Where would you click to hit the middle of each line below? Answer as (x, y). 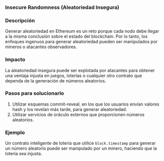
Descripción (20, 20)
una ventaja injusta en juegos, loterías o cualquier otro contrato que (74, 76)
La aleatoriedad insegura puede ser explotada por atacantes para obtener (80, 70)
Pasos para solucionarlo (34, 93)
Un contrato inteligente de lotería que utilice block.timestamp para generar (81, 143)
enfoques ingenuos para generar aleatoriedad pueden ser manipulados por (82, 42)
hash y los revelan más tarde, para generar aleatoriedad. (69, 109)
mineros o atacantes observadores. (41, 47)
